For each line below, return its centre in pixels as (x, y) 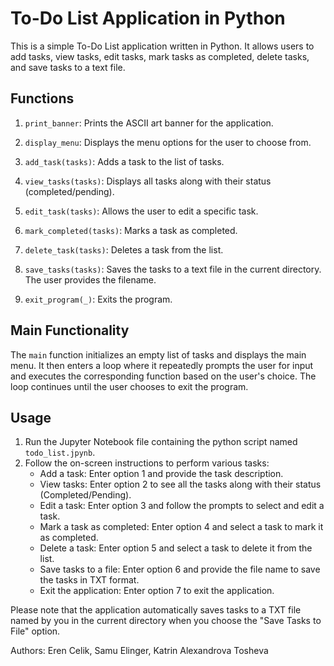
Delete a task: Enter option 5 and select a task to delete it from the (176, 548)
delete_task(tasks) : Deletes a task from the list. (124, 249)
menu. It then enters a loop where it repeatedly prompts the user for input (162, 365)
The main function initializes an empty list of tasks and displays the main (158, 354)
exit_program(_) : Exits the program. (98, 299)
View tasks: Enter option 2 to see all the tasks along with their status (180, 484)
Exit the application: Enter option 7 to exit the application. (157, 591)
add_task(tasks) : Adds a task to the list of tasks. (124, 161)
